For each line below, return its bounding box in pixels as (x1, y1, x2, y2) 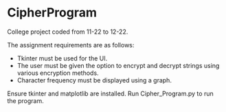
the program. (7, 96, 44, 104)
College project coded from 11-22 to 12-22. (7, 27, 128, 36)
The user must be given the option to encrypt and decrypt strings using (16, 61, 220, 69)
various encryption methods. (16, 69, 99, 77)
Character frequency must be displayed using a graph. (16, 76, 172, 84)
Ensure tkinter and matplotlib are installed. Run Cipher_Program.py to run (7, 89, 214, 98)
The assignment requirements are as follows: (7, 41, 135, 49)
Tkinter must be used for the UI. (16, 54, 108, 63)
